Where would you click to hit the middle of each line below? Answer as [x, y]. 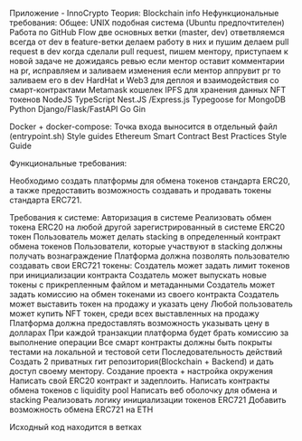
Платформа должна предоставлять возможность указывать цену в [139, 323]
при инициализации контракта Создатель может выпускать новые [138, 275]
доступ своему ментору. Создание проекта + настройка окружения [141, 371]
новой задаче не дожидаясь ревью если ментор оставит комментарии [147, 61]
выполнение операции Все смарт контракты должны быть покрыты [141, 342]
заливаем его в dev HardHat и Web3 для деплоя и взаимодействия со [144, 80]
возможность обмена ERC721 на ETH [81, 409]
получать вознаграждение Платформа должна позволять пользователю [150, 256]
